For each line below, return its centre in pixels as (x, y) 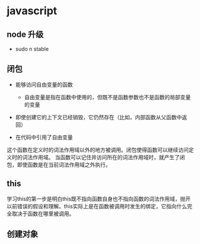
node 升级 (25, 34)
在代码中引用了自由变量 (44, 137)
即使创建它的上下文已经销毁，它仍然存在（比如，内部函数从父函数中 (99, 117)
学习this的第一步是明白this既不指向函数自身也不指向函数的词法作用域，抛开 (99, 199)
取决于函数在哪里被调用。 (43, 213)
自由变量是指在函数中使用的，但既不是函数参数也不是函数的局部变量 (107, 97)
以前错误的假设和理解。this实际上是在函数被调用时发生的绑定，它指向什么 (97, 206)
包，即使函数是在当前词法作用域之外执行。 (59, 164)
